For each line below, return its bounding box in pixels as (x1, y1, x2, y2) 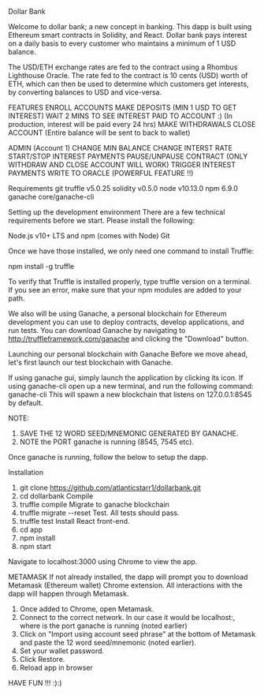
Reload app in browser (19, 663, 93, 672)
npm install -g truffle (8, 262, 75, 271)
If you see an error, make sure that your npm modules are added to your (8, 286, 242, 294)
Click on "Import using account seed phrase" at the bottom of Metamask (19, 630, 256, 638)
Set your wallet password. (19, 646, 105, 656)
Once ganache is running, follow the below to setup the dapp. (8, 453, 209, 461)
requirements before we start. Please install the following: (8, 216, 195, 225)
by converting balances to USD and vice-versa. (8, 88, 162, 97)
